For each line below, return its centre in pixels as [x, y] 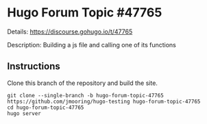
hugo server [24, 113]
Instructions [34, 66]
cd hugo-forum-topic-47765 [46, 108]
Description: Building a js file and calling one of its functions [92, 45]
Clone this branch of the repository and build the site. [82, 83]
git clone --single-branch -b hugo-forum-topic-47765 [86, 95]
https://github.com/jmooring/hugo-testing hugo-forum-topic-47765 [104, 101]
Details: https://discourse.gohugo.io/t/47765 [70, 32]
